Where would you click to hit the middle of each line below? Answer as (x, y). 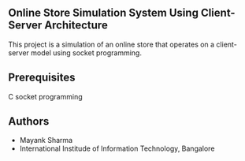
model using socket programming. (86, 52)
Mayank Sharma (46, 140)
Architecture (76, 26)
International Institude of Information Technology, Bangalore (117, 148)
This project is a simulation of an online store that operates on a (111, 44)
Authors (29, 122)
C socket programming (45, 96)
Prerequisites (42, 78)
